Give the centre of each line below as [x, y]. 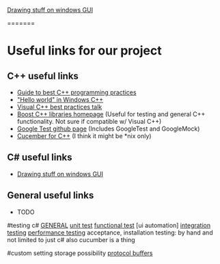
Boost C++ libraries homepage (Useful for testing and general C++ [111, 114]
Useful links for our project [84, 51]
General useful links [51, 195]
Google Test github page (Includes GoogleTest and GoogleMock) [108, 129]
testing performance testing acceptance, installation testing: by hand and [110, 233]
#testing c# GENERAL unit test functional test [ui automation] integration [109, 225]
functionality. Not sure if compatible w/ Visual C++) [89, 121]
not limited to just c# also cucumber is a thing [71, 239]
